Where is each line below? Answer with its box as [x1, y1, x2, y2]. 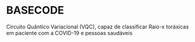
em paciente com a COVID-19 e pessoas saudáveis [6, 29, 133, 36]
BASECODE [6, 4, 64, 17]
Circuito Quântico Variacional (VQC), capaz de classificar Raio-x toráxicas [6, 23, 189, 30]
